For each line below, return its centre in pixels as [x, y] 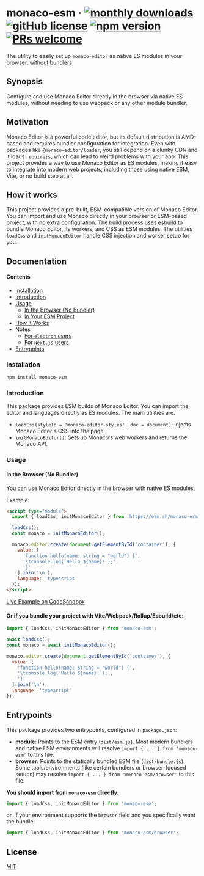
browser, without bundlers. [40, 62]
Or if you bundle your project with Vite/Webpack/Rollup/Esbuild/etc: [95, 615]
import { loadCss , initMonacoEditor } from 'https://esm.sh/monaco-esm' [106, 517]
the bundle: [21, 822]
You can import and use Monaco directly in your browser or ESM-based [97, 216]
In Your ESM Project [49, 316]
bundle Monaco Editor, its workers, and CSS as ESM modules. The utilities [100, 229]
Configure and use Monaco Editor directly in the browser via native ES [95, 96]
